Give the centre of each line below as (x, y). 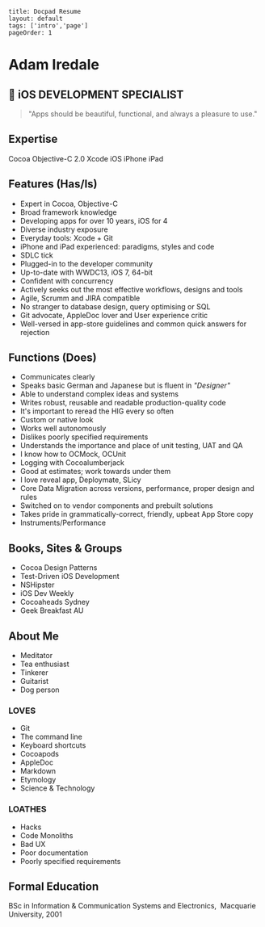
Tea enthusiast (45, 664)
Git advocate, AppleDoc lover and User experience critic (114, 315)
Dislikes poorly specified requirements (84, 437)
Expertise (33, 139)
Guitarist (34, 682)
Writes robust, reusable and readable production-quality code (123, 403)
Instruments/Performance (63, 523)
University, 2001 (35, 914)
